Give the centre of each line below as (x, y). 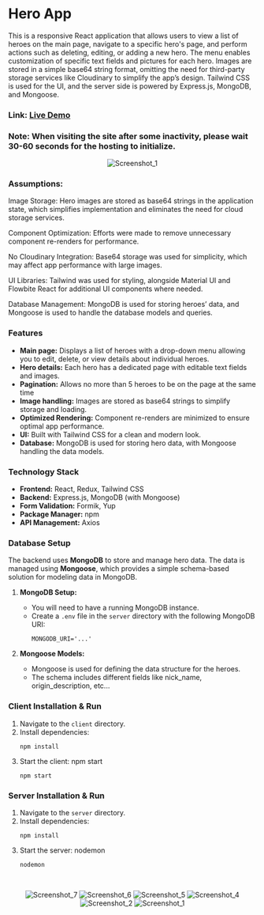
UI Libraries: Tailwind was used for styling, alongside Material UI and (119, 281)
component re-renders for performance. (74, 241)
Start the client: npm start (61, 761)
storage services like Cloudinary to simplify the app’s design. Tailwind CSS (129, 78)
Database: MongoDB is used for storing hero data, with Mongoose (128, 443)
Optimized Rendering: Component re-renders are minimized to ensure (134, 418)
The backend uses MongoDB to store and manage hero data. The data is (127, 560)
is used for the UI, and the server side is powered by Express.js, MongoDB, (130, 86)
